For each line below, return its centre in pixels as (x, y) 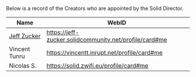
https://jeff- (63, 32)
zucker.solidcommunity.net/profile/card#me (107, 40)
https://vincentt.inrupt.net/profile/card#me (105, 53)
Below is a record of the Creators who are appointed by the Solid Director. (95, 8)
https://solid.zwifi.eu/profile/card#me (97, 66)
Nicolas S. (23, 66)
